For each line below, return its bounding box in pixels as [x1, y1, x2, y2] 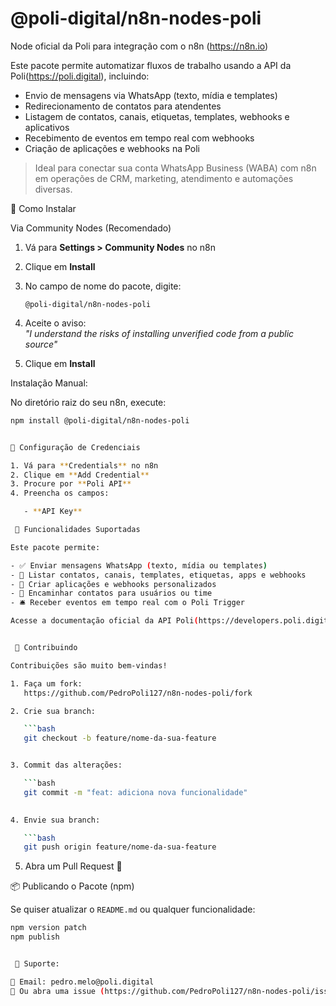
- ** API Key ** [23, 507, 83, 517]
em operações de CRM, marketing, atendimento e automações [34, 172, 294, 184]
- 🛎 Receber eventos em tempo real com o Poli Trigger [10, 598, 245, 608]
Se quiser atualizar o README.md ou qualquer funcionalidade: [10, 903, 256, 916]
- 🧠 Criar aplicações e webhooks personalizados [10, 579, 217, 589]
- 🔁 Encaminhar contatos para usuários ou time [10, 588, 213, 599]
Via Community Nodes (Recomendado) [10, 222, 172, 234]
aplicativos [24, 121, 70, 133]
